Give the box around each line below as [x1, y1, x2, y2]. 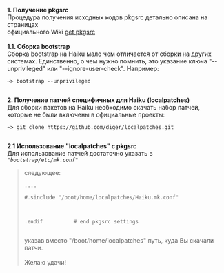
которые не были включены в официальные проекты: [7, 110, 165, 119]
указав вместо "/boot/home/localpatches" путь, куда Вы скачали [23, 236, 214, 244]
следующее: [23, 169, 61, 176]
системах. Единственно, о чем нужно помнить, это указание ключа [7, 57, 208, 65]
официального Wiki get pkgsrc [7, 28, 95, 36]
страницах [7, 21, 39, 28]
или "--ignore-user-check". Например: [47, 65, 160, 72]
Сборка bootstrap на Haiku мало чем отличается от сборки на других [7, 50, 212, 58]
